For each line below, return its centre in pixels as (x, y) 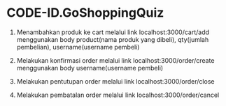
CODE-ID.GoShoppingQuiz (85, 13)
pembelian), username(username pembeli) (78, 47)
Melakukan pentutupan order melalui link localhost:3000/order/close (115, 81)
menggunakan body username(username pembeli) (90, 68)
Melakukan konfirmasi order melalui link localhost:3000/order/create (115, 60)
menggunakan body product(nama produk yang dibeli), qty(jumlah (113, 39)
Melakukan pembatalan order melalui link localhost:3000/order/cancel (118, 95)
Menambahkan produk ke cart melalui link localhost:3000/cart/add (113, 32)
